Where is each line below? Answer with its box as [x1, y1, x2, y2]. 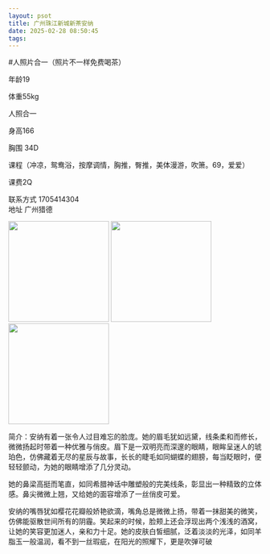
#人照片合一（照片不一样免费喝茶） [8, 57, 126, 67]
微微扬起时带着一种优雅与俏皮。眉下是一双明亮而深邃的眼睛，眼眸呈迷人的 [8, 442, 255, 452]
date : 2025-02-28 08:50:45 [8, 27, 99, 35]
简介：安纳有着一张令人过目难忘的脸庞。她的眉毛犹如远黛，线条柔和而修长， [8, 432, 262, 442]
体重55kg [8, 92, 39, 102]
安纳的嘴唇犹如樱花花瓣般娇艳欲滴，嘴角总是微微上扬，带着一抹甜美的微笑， [8, 506, 262, 516]
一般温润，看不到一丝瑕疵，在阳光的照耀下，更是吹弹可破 [22, 537, 213, 547]
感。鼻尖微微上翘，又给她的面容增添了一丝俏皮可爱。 [8, 489, 185, 499]
